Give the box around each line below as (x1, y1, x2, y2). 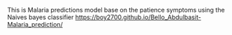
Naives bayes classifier (7, 13, 74, 21)
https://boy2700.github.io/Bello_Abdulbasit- (75, 13, 201, 21)
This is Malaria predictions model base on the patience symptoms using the (7, 6, 225, 14)
